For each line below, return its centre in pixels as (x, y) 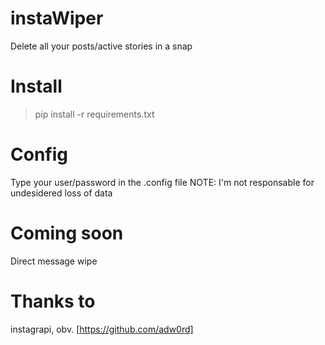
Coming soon (67, 233)
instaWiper (57, 18)
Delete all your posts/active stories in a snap (101, 46)
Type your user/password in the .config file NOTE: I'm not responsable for (162, 182)
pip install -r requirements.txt (94, 114)
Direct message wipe (54, 261)
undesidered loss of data (61, 193)
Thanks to (53, 301)
